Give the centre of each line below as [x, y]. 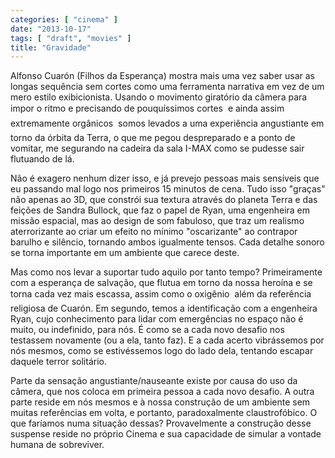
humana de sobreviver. [57, 445]
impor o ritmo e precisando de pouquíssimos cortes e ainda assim [147, 108]
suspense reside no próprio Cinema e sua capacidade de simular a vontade [166, 434]
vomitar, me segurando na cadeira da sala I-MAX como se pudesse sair [157, 148]
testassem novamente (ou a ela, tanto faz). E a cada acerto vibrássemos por [167, 340]
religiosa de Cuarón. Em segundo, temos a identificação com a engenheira [164, 308]
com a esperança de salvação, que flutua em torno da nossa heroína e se [161, 283]
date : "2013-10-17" [51, 29]
